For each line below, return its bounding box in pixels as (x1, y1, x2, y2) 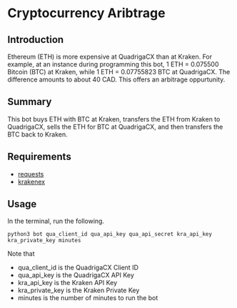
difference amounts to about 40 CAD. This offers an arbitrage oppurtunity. (7, 75, 226, 84)
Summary (7, 96, 52, 108)
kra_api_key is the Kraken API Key (17, 279, 118, 287)
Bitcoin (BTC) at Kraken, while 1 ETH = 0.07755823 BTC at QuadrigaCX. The (7, 68, 231, 76)
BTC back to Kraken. (7, 130, 68, 139)
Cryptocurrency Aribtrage (7, 5, 166, 21)
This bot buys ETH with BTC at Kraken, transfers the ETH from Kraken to (7, 114, 221, 123)
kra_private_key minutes (7, 237, 81, 244)
